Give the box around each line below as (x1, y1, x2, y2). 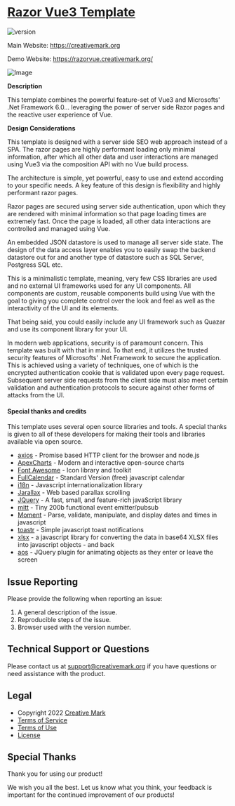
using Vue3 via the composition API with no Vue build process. (7, 159, 189, 169)
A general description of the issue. (17, 608, 118, 616)
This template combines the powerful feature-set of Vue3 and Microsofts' (7, 95, 221, 104)
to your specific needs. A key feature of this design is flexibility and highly (7, 180, 221, 190)
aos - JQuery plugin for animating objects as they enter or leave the (17, 548, 214, 557)
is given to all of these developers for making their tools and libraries (7, 430, 206, 439)
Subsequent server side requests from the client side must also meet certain (7, 376, 229, 384)
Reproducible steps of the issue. (17, 615, 112, 623)
